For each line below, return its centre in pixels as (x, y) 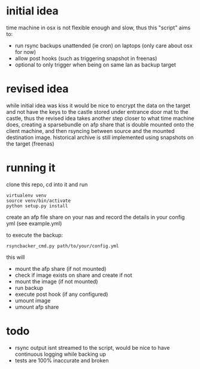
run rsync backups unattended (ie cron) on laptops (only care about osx (104, 46)
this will (16, 257)
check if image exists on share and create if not (74, 275)
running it (31, 168)
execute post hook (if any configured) (61, 294)
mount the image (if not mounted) (56, 281)
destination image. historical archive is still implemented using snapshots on (100, 137)
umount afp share (37, 307)
